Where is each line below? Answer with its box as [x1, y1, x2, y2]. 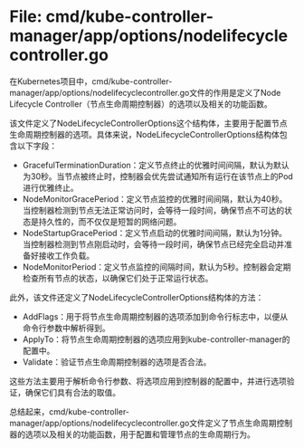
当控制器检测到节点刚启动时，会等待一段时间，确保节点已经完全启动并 [22, 238, 285, 250]
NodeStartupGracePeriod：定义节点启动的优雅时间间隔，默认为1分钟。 [22, 227, 288, 238]
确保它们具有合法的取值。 [24, 386, 120, 397]
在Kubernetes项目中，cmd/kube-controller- [9, 75, 173, 87]
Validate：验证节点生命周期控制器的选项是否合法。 [22, 356, 212, 367]
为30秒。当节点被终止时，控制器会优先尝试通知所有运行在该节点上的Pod [22, 170, 294, 182]
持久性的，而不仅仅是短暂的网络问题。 [38, 215, 182, 227]
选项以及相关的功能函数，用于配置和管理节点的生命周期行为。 [24, 428, 255, 440]
